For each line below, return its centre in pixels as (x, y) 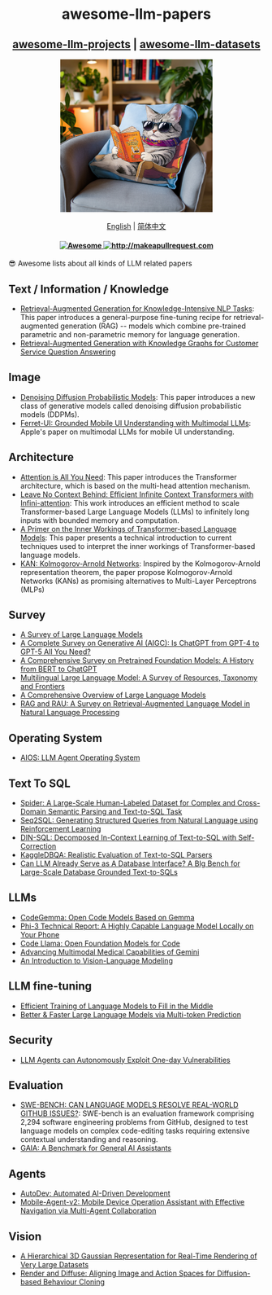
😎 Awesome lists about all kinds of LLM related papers (100, 263)
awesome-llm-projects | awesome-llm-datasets (136, 44)
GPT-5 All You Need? (55, 652)
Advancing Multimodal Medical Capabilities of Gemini (110, 952)
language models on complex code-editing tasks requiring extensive (135, 1131)
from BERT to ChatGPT (58, 669)
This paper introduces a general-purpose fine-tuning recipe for (126, 318)
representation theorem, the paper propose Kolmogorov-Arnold (126, 572)
